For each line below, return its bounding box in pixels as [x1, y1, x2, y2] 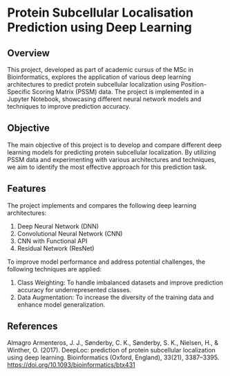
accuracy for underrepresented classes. [17, 285, 132, 294]
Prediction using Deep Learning [7, 19, 192, 35]
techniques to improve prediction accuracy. [7, 102, 131, 110]
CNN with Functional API [17, 237, 88, 245]
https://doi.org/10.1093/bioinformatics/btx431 [7, 361, 136, 369]
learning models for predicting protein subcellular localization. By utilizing [7, 147, 216, 156]
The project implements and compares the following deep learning [7, 201, 197, 209]
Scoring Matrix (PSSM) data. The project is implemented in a [32, 88, 204, 96]
